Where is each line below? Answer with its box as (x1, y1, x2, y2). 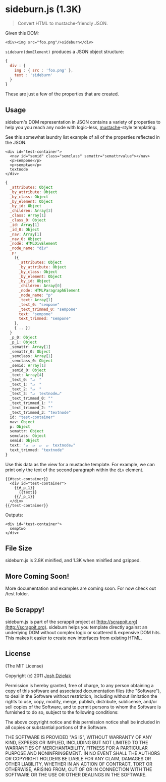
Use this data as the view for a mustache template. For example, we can (5, 461, 155, 467)
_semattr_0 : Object (10, 349, 51, 354)
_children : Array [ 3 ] (10, 208, 53, 213)
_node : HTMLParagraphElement (18, 288, 80, 293)
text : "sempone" (18, 311, 53, 316)
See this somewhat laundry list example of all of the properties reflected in (5, 134, 160, 140)
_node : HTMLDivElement (10, 241, 58, 246)
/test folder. (5, 591, 29, 597)
